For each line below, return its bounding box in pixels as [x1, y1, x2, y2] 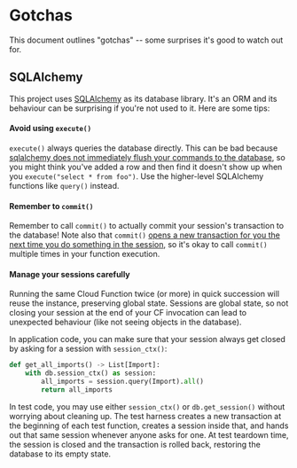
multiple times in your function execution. [9, 249, 160, 260]
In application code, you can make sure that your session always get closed [9, 334, 286, 345]
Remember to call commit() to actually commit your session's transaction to [9, 221, 285, 231]
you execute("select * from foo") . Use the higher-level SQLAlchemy [9, 170, 264, 182]
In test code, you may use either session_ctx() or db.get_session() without [9, 401, 285, 412]
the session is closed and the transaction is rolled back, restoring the [9, 439, 262, 449]
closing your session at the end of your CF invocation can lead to [9, 308, 246, 318]
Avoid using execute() [9, 123, 91, 134]
